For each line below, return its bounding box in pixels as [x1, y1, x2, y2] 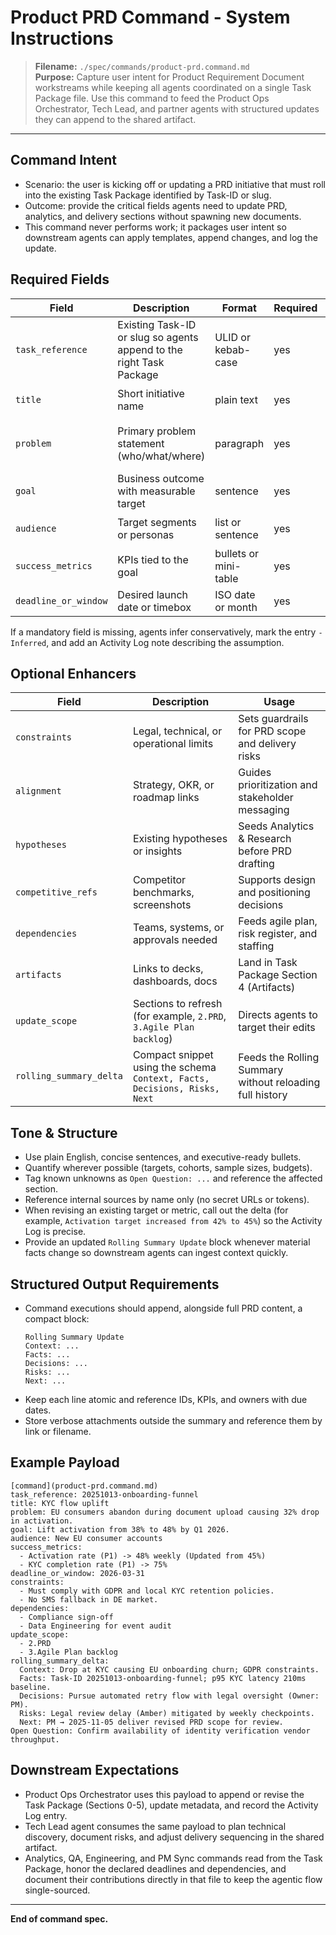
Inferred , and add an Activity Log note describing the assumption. [10, 636, 285, 648]
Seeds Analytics [238, 819, 315, 833]
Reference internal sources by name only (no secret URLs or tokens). [24, 1194, 310, 1206]
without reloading [238, 1076, 321, 1090]
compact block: [24, 1313, 90, 1325]
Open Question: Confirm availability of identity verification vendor [10, 1726, 311, 1736]
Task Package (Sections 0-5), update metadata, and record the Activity [24, 1799, 319, 1811]
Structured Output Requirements [10, 1276, 220, 1293]
